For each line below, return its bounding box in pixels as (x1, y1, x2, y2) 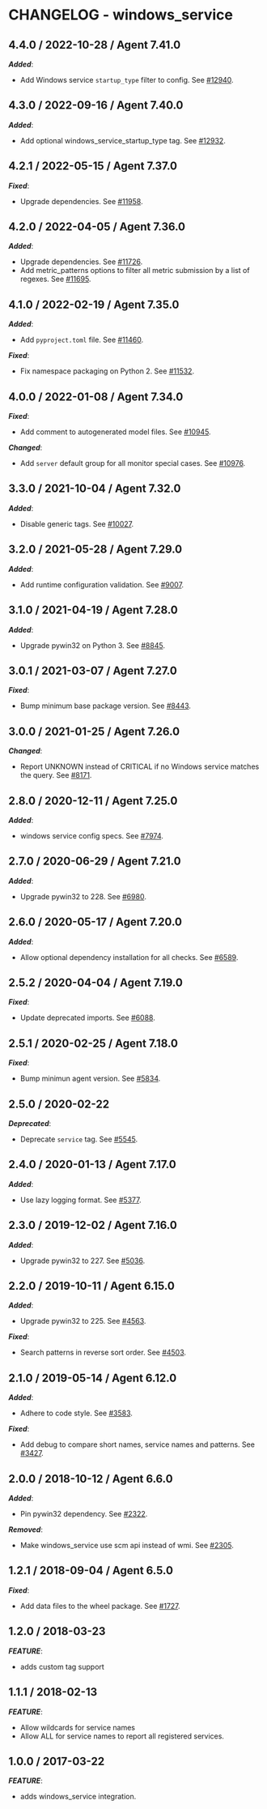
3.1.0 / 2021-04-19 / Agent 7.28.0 (8, 604, 178, 617)
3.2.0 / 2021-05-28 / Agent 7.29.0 (8, 543, 183, 557)
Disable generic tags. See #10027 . (19, 518, 134, 528)
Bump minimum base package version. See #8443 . (19, 701, 192, 710)
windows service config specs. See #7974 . (19, 830, 164, 840)
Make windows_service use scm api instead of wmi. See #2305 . (19, 1541, 235, 1551)
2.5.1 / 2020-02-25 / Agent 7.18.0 (8, 1036, 178, 1050)
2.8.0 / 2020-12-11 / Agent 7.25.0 (8, 794, 178, 808)
